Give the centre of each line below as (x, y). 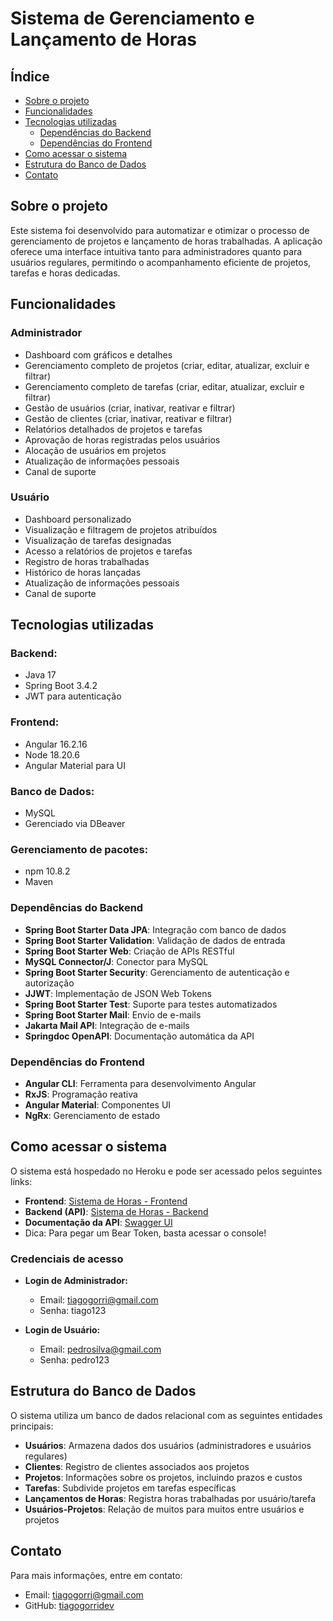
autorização (49, 983)
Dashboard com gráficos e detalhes (98, 354)
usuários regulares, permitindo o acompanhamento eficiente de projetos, (161, 262)
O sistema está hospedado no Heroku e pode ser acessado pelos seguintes (166, 1171)
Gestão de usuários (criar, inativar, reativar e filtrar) (130, 408)
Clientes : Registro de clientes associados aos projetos (137, 1466)
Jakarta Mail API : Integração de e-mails (107, 1025)
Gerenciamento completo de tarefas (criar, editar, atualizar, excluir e (164, 386)
